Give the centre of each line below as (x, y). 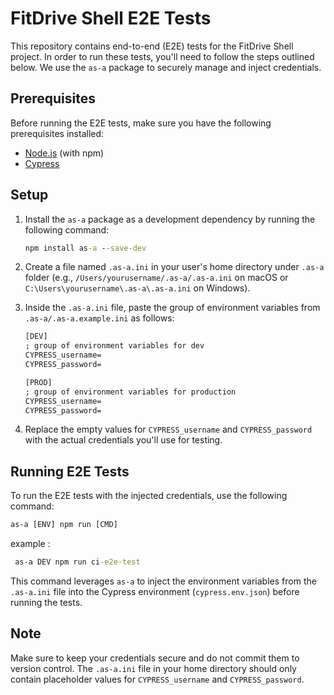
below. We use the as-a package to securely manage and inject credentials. (166, 67)
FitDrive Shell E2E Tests (111, 18)
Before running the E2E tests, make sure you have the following (141, 123)
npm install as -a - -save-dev (85, 248)
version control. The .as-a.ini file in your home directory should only (153, 668)
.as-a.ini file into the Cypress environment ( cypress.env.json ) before (155, 591)
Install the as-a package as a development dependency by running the (170, 219)
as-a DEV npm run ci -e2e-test (77, 562)
